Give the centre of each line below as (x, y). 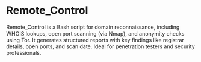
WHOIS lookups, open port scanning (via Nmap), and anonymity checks (95, 33)
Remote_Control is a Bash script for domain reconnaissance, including (93, 27)
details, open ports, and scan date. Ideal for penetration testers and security (101, 46)
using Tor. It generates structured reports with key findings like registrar (95, 40)
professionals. (24, 52)
